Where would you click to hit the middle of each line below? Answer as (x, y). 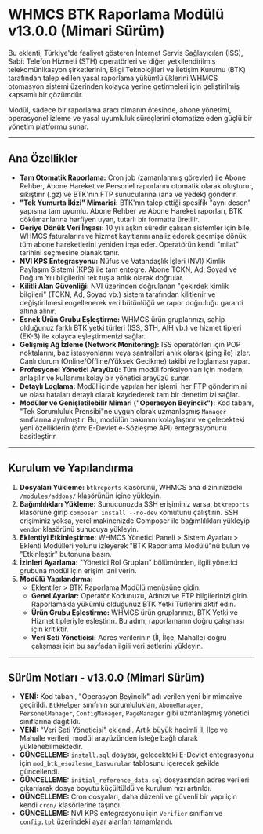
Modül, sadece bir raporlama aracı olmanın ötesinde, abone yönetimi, (120, 110)
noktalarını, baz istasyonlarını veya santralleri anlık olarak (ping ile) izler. (135, 353)
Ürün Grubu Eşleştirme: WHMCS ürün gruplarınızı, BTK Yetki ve (135, 612)
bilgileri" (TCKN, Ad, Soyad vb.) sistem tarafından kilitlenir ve (117, 294)
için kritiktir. (50, 629)
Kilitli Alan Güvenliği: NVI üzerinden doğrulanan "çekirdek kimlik (124, 286)
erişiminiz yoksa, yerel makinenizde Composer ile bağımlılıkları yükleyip (135, 521)
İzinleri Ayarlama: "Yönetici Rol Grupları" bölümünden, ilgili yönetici (128, 562)
